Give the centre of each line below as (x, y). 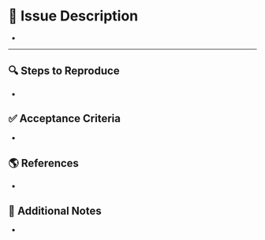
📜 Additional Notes (55, 210)
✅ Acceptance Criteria (64, 118)
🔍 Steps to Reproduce (64, 71)
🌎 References (43, 163)
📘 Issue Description (73, 16)
